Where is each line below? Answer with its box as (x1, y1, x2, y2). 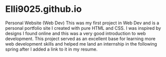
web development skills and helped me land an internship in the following (5, 41, 157, 47)
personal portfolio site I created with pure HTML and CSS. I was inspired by (5, 25, 161, 31)
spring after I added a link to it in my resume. (5, 46, 98, 52)
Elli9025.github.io (5, 3, 82, 15)
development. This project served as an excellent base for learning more (5, 36, 156, 42)
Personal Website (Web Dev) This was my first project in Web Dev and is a (5, 20, 159, 26)
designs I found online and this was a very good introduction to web (5, 30, 146, 36)
